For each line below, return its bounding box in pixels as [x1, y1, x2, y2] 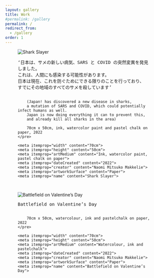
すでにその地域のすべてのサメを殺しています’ [17, 84, 112, 90]
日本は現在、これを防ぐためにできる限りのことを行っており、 [17, 78, 144, 84]
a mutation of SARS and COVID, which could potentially [26, 103, 146, 108]
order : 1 [5, 35, 23, 40]
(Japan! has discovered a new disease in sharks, [26, 99, 132, 104]
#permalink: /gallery [5, 16, 50, 21]
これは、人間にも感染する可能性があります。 [17, 72, 109, 77]
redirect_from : [5, 26, 37, 31]
